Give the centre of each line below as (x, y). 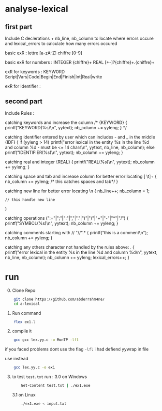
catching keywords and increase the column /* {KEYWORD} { (66, 122)
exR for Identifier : (23, 86)
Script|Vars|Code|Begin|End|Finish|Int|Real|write (54, 77)
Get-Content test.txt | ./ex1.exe (56, 386)
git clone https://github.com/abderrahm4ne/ (59, 299)
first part (19, 27)
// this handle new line (30, 199)
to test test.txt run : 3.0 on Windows (49, 377)
